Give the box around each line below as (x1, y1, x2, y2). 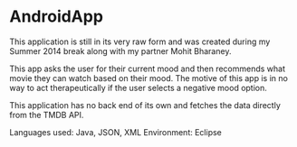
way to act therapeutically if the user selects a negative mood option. (9, 82, 267, 93)
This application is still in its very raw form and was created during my (9, 36, 271, 47)
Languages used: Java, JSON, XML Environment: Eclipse (9, 126, 222, 137)
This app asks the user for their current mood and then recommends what (9, 63, 286, 74)
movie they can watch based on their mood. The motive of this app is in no (9, 72, 288, 83)
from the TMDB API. (9, 109, 84, 120)
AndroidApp (9, 6, 104, 27)
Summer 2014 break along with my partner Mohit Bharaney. (9, 45, 232, 56)
